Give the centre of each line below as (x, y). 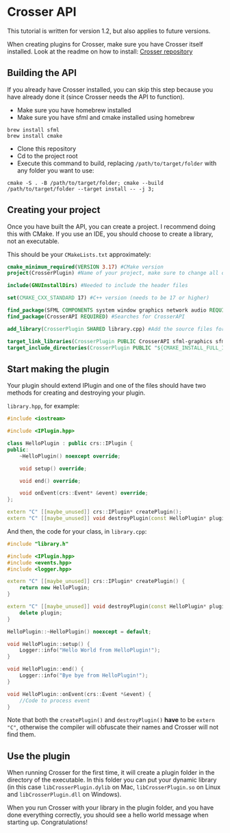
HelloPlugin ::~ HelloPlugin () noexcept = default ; (79, 632)
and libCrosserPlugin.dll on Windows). (64, 795)
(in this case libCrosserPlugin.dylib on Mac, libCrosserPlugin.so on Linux (114, 787)
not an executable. (33, 241)
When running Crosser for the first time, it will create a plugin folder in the (111, 773)
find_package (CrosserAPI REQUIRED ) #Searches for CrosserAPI (96, 316)
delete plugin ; (41, 613)
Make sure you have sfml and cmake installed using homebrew (106, 117)
